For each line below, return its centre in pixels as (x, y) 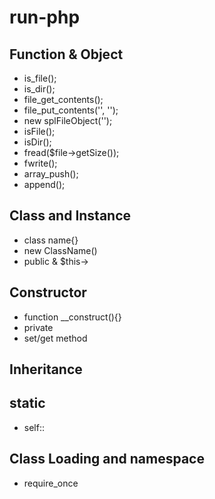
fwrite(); (40, 163)
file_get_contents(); (63, 99)
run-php (45, 17)
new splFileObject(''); (68, 120)
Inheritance (46, 369)
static (27, 403)
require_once (51, 483)
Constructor (48, 292)
